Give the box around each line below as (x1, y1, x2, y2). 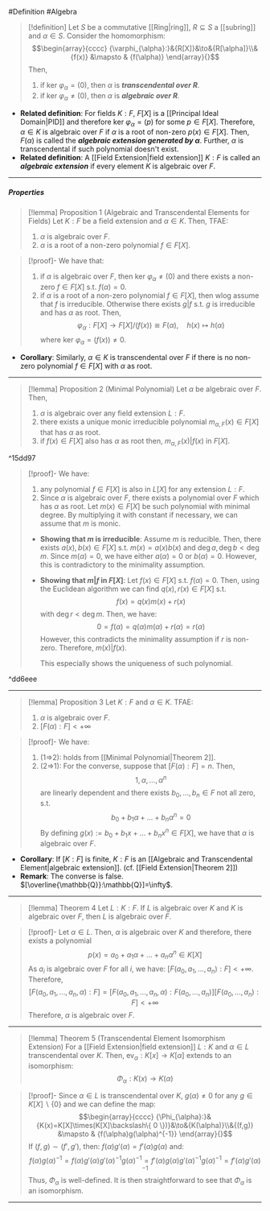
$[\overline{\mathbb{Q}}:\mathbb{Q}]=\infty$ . (19, 879, 173, 889)
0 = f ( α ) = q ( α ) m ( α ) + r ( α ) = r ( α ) (96, 622, 206, 631)
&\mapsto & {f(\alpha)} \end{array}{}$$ (89, 52, 220, 61)
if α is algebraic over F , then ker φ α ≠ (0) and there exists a (39, 271, 236, 283)
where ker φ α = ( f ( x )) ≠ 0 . (39, 334, 127, 346)
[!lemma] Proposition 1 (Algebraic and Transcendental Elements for (27, 208, 251, 217)
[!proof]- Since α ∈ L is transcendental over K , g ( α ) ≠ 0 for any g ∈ (27, 1091, 253, 1101)
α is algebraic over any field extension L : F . (39, 408, 186, 418)
